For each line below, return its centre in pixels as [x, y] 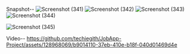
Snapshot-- [20, 9]
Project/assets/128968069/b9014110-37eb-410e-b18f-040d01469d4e [92, 45]
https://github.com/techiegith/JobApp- [74, 38]
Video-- [16, 38]
